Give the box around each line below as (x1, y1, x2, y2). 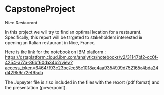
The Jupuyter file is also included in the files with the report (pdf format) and (5, 79, 160, 85)
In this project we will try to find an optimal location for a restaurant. (5, 29, 141, 35)
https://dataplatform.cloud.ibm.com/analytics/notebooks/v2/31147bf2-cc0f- (5, 54, 159, 60)
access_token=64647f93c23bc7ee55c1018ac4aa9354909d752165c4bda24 (5, 65, 159, 71)
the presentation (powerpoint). (5, 84, 67, 90)
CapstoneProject (5, 3, 75, 15)
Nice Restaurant (5, 20, 38, 25)
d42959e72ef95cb (5, 70, 43, 75)
